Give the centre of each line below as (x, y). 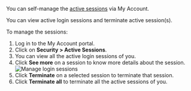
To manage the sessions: (37, 32)
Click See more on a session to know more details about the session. (100, 63)
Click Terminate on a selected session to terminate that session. (94, 75)
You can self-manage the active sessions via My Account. (78, 9)
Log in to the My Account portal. (54, 43)
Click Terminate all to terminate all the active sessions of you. (91, 81)
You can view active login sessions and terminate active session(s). (89, 20)
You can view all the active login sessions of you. (75, 56)
